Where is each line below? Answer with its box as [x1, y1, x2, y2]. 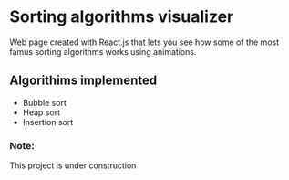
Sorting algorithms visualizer [9, 6, 234, 27]
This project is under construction [9, 160, 137, 171]
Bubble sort [22, 97, 67, 108]
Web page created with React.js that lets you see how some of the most [9, 37, 280, 48]
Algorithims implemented [9, 73, 158, 89]
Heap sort [22, 107, 61, 118]
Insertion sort [22, 116, 74, 127]
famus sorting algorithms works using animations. [9, 46, 197, 57]
